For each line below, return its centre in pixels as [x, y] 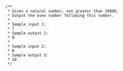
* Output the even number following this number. [61, 16]
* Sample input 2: [27, 46]
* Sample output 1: [28, 33]
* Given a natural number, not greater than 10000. [63, 11]
